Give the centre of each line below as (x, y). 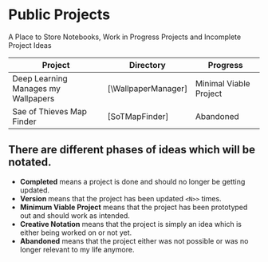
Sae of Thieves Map (50, 111)
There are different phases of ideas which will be (132, 150)
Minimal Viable (223, 83)
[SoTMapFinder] (138, 116)
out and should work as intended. (75, 215)
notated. (30, 163)
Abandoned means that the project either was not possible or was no (134, 240)
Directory (147, 65)
